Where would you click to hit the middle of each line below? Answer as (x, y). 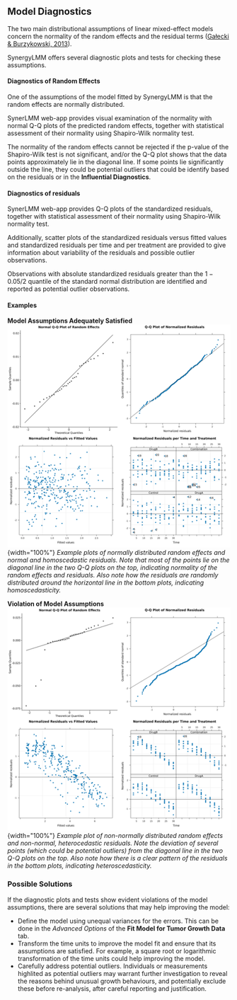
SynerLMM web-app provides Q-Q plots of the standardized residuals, (110, 209)
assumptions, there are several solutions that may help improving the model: (118, 907)
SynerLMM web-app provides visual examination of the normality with (110, 118)
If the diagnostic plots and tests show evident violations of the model (108, 900)
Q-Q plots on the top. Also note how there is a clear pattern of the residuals (117, 858)
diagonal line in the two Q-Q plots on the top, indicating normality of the (112, 568)
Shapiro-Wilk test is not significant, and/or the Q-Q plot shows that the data (117, 154)
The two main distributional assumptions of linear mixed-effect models (110, 28)
